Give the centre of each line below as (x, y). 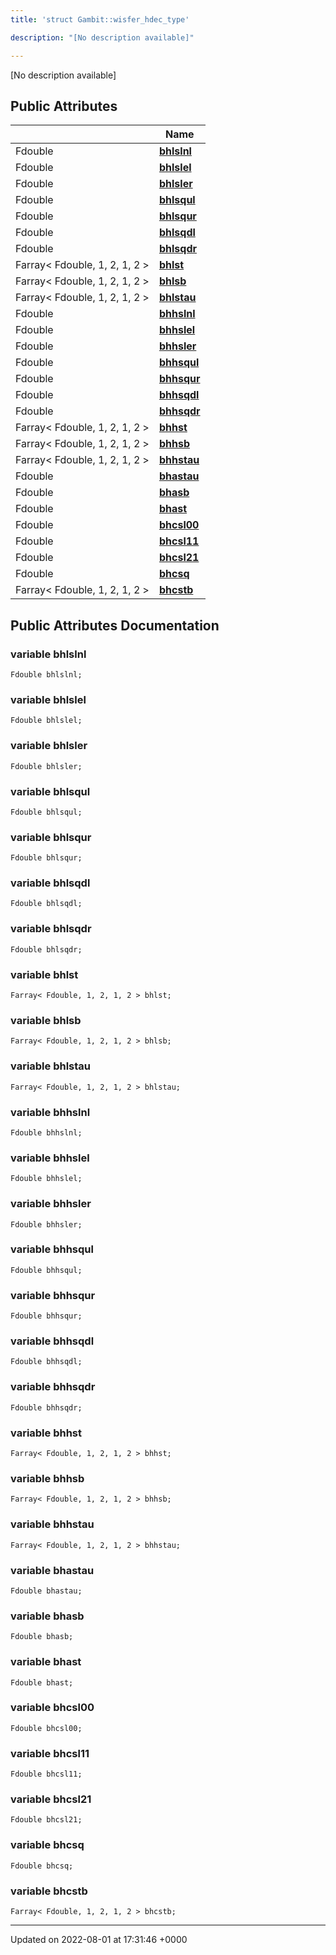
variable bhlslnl (48, 654)
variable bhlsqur (51, 837)
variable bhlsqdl (50, 883)
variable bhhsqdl (52, 1341)
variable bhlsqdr (51, 929)
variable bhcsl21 (51, 1799)
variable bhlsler (49, 746)
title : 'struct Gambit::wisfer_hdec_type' (100, 19)
